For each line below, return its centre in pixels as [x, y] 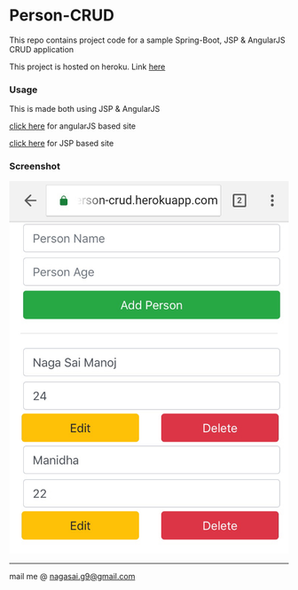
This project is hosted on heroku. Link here [87, 67]
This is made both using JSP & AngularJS [85, 109]
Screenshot [35, 167]
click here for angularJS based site [73, 126]
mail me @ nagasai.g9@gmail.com [72, 576]
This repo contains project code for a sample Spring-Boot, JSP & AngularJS [147, 40]
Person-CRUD [62, 16]
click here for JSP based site [62, 144]
